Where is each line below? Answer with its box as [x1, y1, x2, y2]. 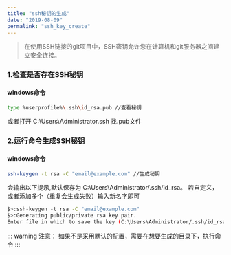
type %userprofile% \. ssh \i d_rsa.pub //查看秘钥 [7, 104, 142, 111]
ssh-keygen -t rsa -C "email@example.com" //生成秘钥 [7, 170, 160, 177]
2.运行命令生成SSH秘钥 [7, 136, 85, 146]
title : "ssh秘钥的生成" [7, 10, 70, 17]
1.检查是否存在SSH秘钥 [7, 70, 84, 80]
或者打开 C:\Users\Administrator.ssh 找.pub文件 [7, 118, 142, 126]
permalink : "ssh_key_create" [7, 23, 91, 30]
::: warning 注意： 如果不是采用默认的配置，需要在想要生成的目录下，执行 [7, 232, 215, 240]
